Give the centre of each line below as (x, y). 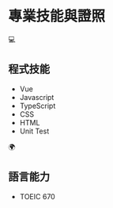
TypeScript (38, 106)
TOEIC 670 (37, 196)
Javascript (37, 97)
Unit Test (34, 131)
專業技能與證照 (57, 16)
